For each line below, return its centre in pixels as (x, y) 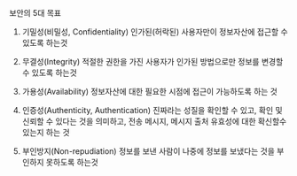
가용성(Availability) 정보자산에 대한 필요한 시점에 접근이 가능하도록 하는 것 (149, 92)
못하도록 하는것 (72, 162)
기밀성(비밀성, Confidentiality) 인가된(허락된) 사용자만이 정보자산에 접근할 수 (155, 32)
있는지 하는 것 (46, 132)
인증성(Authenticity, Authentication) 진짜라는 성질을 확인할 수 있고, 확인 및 (152, 110)
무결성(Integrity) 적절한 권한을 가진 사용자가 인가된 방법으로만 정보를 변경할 (152, 61)
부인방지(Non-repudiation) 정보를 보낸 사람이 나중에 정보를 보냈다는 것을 (148, 151)
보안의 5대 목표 (35, 13)
